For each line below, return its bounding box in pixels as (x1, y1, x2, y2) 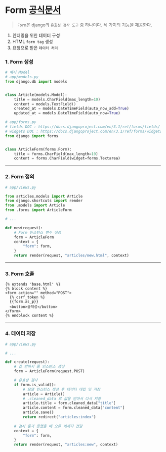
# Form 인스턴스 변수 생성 (14, 230, 61, 235)
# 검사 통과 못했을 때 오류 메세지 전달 (14, 424, 83, 429)
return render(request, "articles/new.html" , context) (14, 253, 129, 258)
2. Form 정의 (5, 173, 35, 180)
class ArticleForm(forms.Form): (5, 147, 72, 151)
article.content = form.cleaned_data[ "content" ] (23, 405, 125, 410)
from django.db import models (5, 79, 68, 84)
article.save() (23, 410, 54, 415)
